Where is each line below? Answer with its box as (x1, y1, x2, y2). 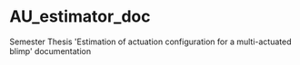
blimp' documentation (9, 45, 92, 56)
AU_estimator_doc (9, 6, 151, 27)
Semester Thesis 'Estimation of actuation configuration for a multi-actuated (9, 36, 292, 47)
